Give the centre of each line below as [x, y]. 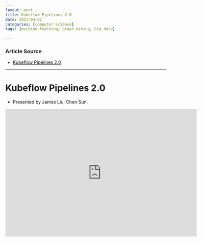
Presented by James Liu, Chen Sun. [50, 102]
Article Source [23, 52]
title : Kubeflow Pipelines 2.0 [39, 15]
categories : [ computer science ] [40, 24]
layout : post [19, 10]
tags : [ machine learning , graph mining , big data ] [60, 29]
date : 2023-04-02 [24, 19]
